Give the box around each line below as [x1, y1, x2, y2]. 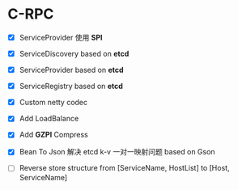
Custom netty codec [19, 98, 88, 108]
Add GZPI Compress [19, 130, 88, 140]
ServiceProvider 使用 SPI [19, 32, 103, 42]
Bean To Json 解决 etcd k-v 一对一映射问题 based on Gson [19, 147, 215, 157]
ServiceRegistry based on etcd [19, 82, 123, 91]
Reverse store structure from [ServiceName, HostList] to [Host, [19, 163, 230, 173]
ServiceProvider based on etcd [19, 65, 124, 75]
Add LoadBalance [19, 114, 79, 124]
